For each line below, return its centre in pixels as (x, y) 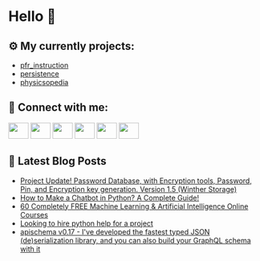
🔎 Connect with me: (58, 108)
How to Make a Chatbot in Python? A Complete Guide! (109, 198)
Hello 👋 (32, 16)
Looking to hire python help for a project (87, 223)
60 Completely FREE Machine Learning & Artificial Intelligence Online (134, 206)
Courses (34, 214)
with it (30, 249)
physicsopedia (44, 82)
